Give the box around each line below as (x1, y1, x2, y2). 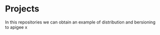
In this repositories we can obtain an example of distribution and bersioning (5, 19, 156, 25)
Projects (5, 3, 40, 14)
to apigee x (5, 24, 28, 30)
